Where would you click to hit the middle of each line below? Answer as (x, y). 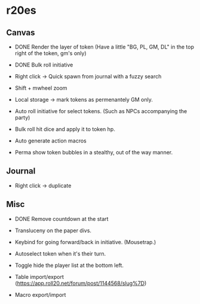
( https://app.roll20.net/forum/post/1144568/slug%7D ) (81, 283)
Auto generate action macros (50, 141)
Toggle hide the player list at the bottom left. (69, 265)
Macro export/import (40, 294)
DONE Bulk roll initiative (44, 65)
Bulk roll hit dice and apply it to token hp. (65, 129)
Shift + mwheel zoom (41, 88)
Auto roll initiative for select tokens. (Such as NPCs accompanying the (101, 111)
